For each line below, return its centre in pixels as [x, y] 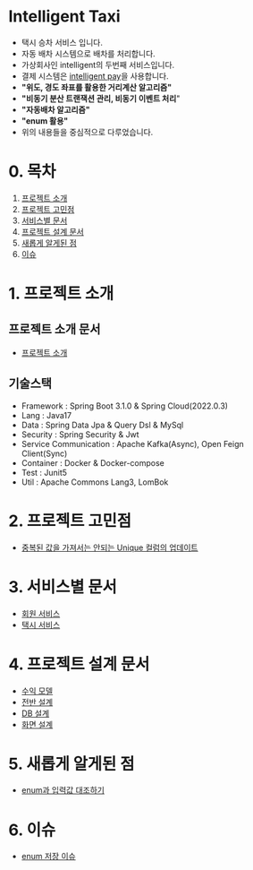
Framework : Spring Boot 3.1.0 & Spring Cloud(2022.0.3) [125, 406]
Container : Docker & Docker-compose [93, 462]
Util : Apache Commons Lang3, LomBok [95, 482]
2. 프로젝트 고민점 [70, 521]
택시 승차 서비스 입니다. [62, 42]
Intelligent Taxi [65, 17]
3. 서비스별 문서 [63, 586]
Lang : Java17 [46, 415]
